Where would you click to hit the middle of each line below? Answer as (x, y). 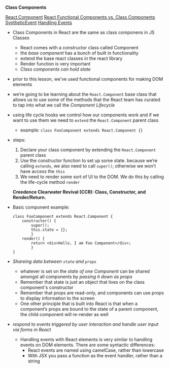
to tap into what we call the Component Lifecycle (64, 105)
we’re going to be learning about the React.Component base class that (84, 94)
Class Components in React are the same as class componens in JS (83, 32)
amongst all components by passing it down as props (76, 277)
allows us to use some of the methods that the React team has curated (87, 99)
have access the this (42, 171)
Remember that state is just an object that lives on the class (82, 282)
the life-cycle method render (50, 182)
